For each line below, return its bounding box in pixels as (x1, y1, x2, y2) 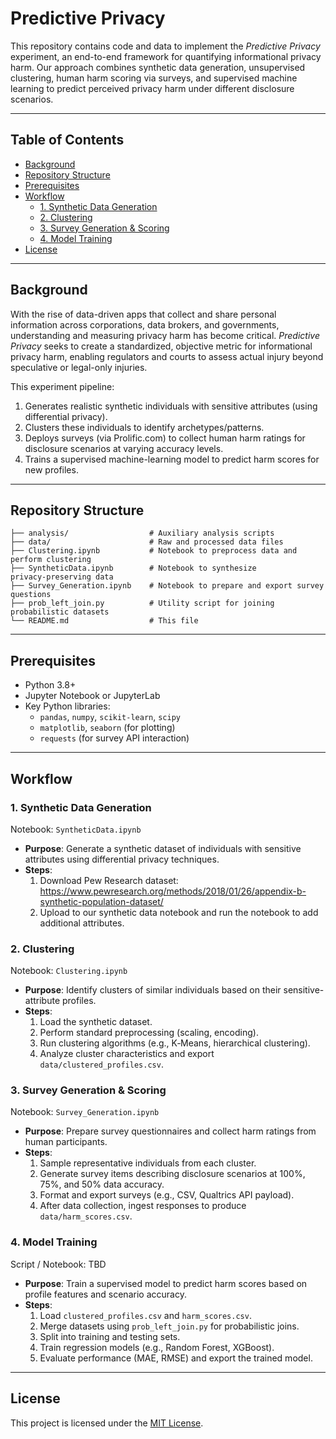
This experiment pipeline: (10, 380, 115, 392)
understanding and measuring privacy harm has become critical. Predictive (10, 329, 320, 341)
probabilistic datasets (10, 607, 110, 617)
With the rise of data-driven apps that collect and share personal (10, 308, 277, 320)
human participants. (24, 1136, 108, 1148)
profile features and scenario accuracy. (24, 1288, 187, 1300)
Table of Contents (10, 132, 125, 149)
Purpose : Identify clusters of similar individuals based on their (24, 984, 282, 996)
